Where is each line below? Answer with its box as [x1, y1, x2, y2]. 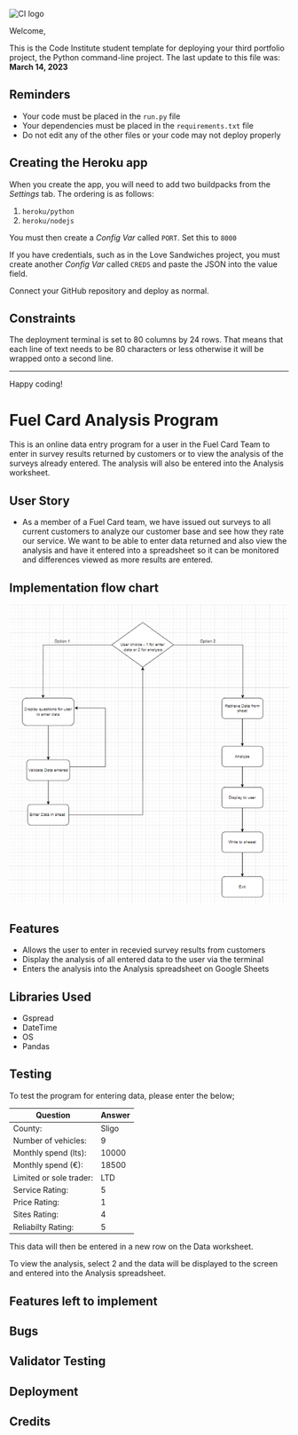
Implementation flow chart [9, 580, 160, 595]
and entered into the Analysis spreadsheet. [9, 1268, 167, 1279]
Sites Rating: [12, 1209, 59, 1219]
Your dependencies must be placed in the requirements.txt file [21, 120, 255, 130]
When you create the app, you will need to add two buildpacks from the [9, 178, 271, 190]
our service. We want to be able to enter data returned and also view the [21, 536, 287, 546]
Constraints [9, 311, 76, 326]
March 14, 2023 [9, 62, 68, 72]
